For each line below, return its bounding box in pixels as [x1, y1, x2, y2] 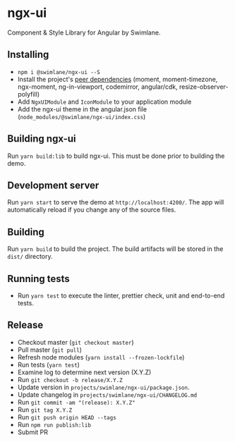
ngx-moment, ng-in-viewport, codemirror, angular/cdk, [17, 82, 178, 91]
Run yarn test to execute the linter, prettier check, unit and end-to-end [17, 291, 225, 300]
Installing [7, 49, 49, 61]
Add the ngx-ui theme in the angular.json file [17, 104, 147, 113]
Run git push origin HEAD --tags [17, 412, 116, 421]
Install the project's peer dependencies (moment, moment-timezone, [17, 75, 218, 83]
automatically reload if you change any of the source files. [7, 206, 176, 214]
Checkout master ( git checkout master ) [17, 338, 134, 346]
